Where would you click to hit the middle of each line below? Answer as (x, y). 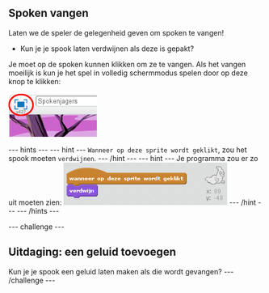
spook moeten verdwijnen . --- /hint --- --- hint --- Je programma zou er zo (133, 158)
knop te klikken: (35, 81)
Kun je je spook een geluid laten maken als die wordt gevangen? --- (121, 271)
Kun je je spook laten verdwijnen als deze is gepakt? (107, 49)
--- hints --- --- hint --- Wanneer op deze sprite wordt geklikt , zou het (128, 150)
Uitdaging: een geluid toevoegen (92, 252)
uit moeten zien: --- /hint (132, 202)
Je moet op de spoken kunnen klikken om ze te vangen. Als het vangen (127, 64)
